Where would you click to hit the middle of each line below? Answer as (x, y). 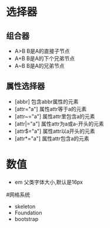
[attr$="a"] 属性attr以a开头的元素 (55, 131)
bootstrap (26, 219)
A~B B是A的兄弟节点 (39, 66)
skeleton (25, 206)
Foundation (28, 213)
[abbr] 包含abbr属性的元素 (46, 102)
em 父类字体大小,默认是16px (49, 182)
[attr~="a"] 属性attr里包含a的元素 (55, 116)
